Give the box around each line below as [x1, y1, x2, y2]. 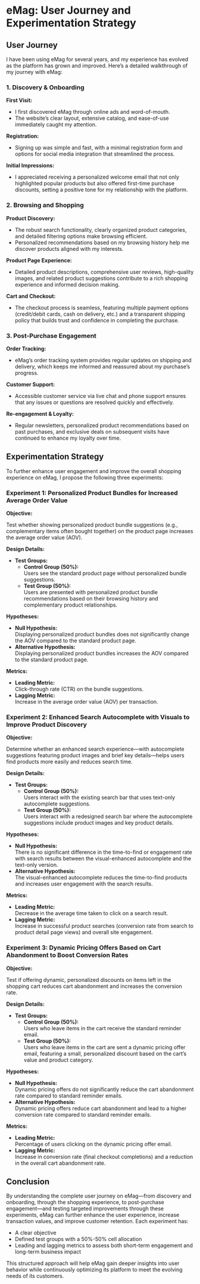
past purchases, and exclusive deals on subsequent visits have [14, 428, 170, 435]
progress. [14, 369, 39, 376]
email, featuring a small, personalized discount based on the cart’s [23, 1050, 187, 1057]
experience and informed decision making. [14, 281, 120, 288]
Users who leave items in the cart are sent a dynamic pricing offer [23, 1043, 186, 1050]
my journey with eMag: [6, 69, 62, 75]
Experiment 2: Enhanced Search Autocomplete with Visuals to [6, 713, 190, 721]
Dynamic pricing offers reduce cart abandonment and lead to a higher [14, 1105, 187, 1112]
